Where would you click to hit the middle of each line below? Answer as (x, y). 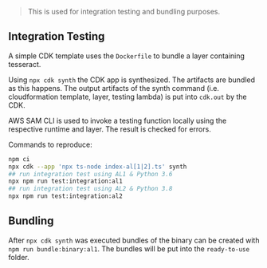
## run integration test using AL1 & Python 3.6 (90, 174)
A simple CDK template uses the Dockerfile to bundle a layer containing (127, 56)
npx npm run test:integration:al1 (66, 181)
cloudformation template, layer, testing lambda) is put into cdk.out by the (128, 97)
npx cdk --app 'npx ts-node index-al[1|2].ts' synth (98, 167)
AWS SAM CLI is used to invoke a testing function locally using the (118, 120)
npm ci (19, 159)
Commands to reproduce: (51, 144)
